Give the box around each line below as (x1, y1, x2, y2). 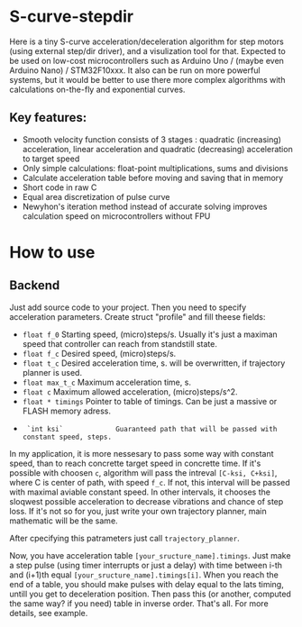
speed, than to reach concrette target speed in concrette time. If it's (9, 458, 261, 468)
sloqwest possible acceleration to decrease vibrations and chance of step (9, 495, 284, 506)
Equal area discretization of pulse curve (22, 191, 170, 202)
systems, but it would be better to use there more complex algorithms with (9, 74, 286, 85)
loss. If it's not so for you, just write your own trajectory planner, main (9, 505, 268, 516)
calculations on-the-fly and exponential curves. (9, 84, 186, 95)
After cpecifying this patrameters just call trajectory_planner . (9, 532, 241, 543)
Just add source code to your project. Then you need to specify (9, 302, 247, 313)
